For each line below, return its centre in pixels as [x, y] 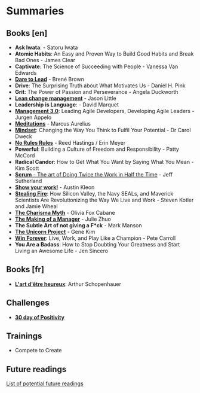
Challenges [28, 303]
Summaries [35, 11]
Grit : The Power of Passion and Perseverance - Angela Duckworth [96, 92]
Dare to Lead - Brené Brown [50, 79]
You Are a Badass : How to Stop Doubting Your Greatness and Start [97, 244]
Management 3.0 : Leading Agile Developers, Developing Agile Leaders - [104, 111]
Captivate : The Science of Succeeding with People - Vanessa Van [96, 66]
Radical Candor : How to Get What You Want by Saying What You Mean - [104, 162]
